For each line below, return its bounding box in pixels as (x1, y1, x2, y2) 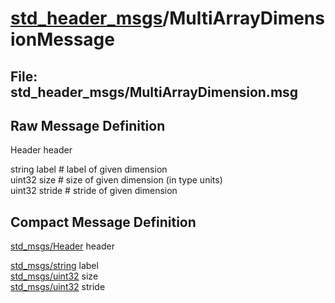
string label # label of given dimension (10, 163, 168, 176)
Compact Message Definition (10, 213, 197, 231)
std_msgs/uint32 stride (10, 281, 106, 293)
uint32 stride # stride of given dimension (10, 185, 178, 197)
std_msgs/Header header (10, 240, 115, 252)
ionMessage (10, 28, 115, 51)
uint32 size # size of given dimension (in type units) (10, 174, 223, 186)
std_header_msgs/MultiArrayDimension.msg (10, 83, 299, 101)
